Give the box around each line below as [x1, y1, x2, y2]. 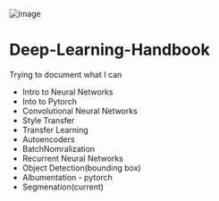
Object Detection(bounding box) [21, 162, 141, 173]
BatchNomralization [21, 143, 96, 154]
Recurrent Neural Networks [21, 153, 123, 163]
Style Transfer [21, 114, 75, 125]
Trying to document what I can [9, 69, 122, 80]
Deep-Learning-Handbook [9, 40, 210, 60]
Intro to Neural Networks [21, 86, 114, 97]
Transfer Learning [21, 124, 89, 135]
